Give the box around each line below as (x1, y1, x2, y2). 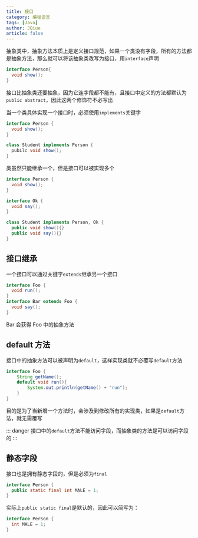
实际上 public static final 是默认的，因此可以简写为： (6, 504, 140, 511)
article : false (6, 31, 44, 37)
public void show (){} (11, 225, 65, 231)
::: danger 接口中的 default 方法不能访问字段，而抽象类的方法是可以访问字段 (6, 427, 189, 434)
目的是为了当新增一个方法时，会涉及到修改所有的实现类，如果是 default (6, 407, 180, 414)
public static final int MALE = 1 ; (11, 487, 99, 493)
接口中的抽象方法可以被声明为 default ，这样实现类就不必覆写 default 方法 (6, 357, 183, 364)
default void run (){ (16, 379, 67, 385)
